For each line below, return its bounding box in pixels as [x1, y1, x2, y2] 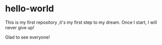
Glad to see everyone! [5, 34, 51, 40]
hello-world [5, 3, 54, 14]
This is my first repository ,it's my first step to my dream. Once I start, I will [5, 19, 157, 25]
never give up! [5, 24, 35, 30]
